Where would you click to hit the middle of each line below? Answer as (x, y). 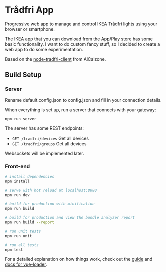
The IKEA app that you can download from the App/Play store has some (79, 39)
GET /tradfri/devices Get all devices (50, 138)
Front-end (18, 166)
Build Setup (23, 75)
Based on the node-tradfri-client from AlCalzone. (56, 59)
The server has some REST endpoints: (44, 128)
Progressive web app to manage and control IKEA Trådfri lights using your (81, 24)
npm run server (21, 119)
